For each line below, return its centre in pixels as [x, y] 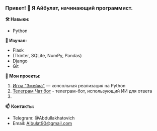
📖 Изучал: [16, 41]
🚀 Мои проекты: [23, 76]
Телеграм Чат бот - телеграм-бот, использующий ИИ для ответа [82, 91]
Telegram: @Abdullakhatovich [44, 118]
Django [20, 61]
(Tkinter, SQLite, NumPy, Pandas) [47, 56]
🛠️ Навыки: [17, 19]
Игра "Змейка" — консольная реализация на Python [69, 86]
